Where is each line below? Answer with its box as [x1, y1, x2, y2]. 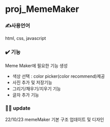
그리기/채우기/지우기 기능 [12, 86, 61, 92]
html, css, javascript [5, 35, 46, 41]
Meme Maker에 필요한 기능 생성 [5, 62, 68, 68]
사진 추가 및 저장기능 [12, 79, 53, 85]
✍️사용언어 [5, 22, 30, 29]
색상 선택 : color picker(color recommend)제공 [12, 73, 105, 79]
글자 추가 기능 [12, 92, 39, 98]
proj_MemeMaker [5, 3, 79, 15]
